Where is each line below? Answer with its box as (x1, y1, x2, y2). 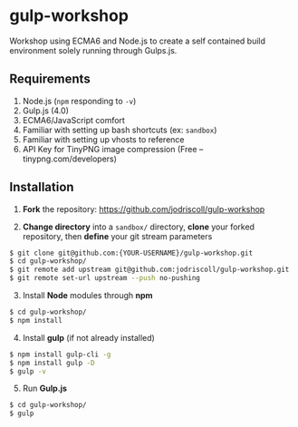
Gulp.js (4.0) (22, 105, 70, 116)
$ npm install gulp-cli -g (9, 350, 111, 359)
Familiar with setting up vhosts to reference (22, 133, 185, 145)
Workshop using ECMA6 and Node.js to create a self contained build (9, 35, 265, 46)
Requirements (9, 72, 91, 87)
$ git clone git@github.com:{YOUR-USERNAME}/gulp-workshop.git (9, 248, 254, 257)
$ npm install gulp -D (9, 358, 95, 367)
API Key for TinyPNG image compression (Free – (22, 143, 204, 154)
